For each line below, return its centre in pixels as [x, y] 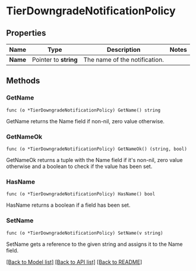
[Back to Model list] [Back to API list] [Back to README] [74, 262]
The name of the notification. [124, 60]
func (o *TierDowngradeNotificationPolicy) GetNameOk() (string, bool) [97, 149]
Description [124, 50]
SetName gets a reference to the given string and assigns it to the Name [94, 244]
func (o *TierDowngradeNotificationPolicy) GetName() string [83, 110]
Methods [23, 81]
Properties [26, 33]
